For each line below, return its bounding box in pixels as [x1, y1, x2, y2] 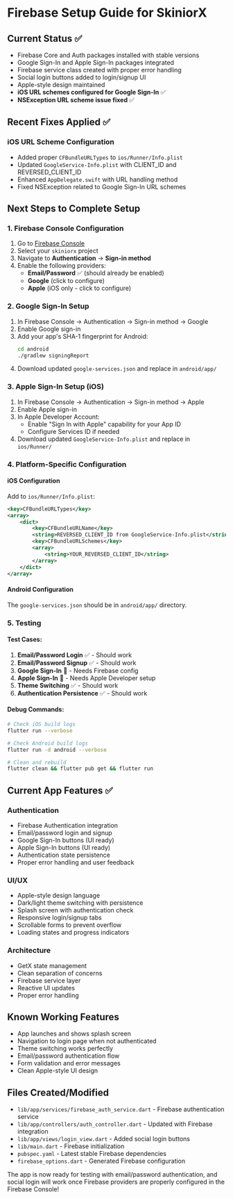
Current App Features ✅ [7, 784, 113, 796]
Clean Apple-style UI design [17, 1066, 98, 1075]
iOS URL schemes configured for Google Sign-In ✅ [17, 88, 166, 96]
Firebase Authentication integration [17, 821, 119, 829]
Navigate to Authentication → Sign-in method [17, 254, 151, 262]
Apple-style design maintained [17, 81, 105, 88]
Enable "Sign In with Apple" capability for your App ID [27, 419, 182, 428]
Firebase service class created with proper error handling [17, 66, 182, 74]
